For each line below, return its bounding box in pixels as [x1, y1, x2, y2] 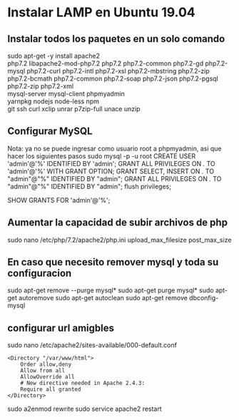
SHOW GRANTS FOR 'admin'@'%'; [7, 195, 111, 204]
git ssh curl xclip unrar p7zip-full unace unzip [7, 105, 141, 113]
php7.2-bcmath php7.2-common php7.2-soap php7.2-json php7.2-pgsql [7, 74, 219, 83]
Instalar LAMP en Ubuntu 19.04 [7, 4, 195, 21]
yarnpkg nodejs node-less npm [7, 97, 100, 106]
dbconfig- [188, 294, 219, 302]
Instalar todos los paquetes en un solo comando [7, 33, 225, 45]
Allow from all [20, 367, 66, 374]
